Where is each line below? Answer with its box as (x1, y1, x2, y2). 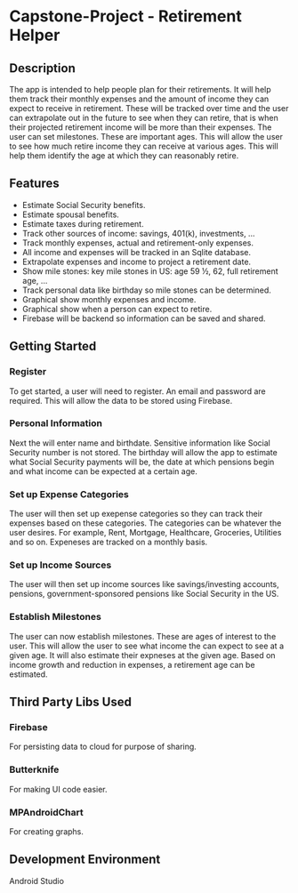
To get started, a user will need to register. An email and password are (9, 385, 266, 397)
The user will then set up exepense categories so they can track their (9, 509, 263, 519)
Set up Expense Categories (9, 487, 129, 500)
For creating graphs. (9, 825, 85, 837)
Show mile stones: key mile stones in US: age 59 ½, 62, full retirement (21, 265, 278, 277)
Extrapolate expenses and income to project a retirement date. (21, 256, 252, 267)
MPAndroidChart (9, 806, 84, 818)
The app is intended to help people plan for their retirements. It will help (9, 84, 271, 94)
